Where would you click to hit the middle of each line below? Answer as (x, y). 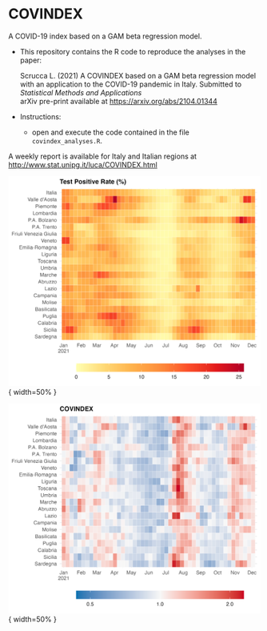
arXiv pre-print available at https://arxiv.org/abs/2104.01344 (119, 101)
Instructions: (40, 116)
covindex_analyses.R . (67, 140)
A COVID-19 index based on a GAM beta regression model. (105, 36)
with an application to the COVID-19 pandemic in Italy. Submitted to (131, 84)
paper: (31, 60)
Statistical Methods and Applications (81, 92)
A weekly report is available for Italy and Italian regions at (103, 156)
